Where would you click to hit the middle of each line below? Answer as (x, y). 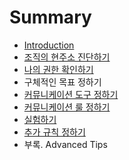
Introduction (49, 45)
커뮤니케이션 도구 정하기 (71, 94)
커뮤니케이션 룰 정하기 (67, 107)
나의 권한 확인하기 (58, 69)
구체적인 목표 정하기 (62, 82)
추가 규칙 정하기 (54, 132)
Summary (50, 17)
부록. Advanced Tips (65, 144)
